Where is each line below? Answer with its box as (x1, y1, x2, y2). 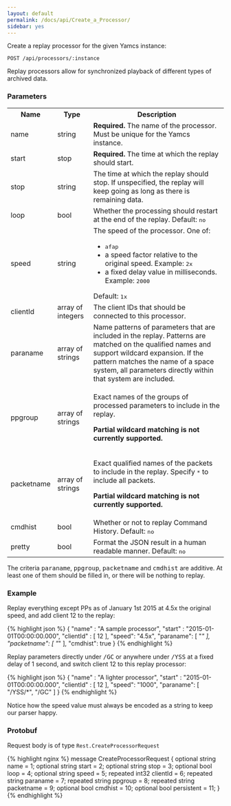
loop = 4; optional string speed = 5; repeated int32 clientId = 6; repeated (7, 769, 213, 778)
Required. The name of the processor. (93, 121, 217, 130)
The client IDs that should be (93, 302, 186, 312)
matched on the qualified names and (93, 339, 212, 349)
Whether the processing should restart (93, 206, 218, 216)
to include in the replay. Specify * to (93, 466, 209, 476)
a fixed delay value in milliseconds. (104, 267, 218, 276)
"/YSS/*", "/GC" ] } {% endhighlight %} (7, 688, 118, 696)
